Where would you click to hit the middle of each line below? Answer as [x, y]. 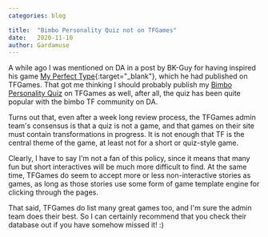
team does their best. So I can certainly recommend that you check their [128, 216]
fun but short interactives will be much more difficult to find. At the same [128, 167]
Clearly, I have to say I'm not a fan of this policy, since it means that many [129, 159]
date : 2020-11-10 [41, 38]
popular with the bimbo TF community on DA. [83, 102]
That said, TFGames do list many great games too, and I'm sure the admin [130, 208]
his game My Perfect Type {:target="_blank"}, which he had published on [128, 76]
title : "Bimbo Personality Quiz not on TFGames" [93, 30]
